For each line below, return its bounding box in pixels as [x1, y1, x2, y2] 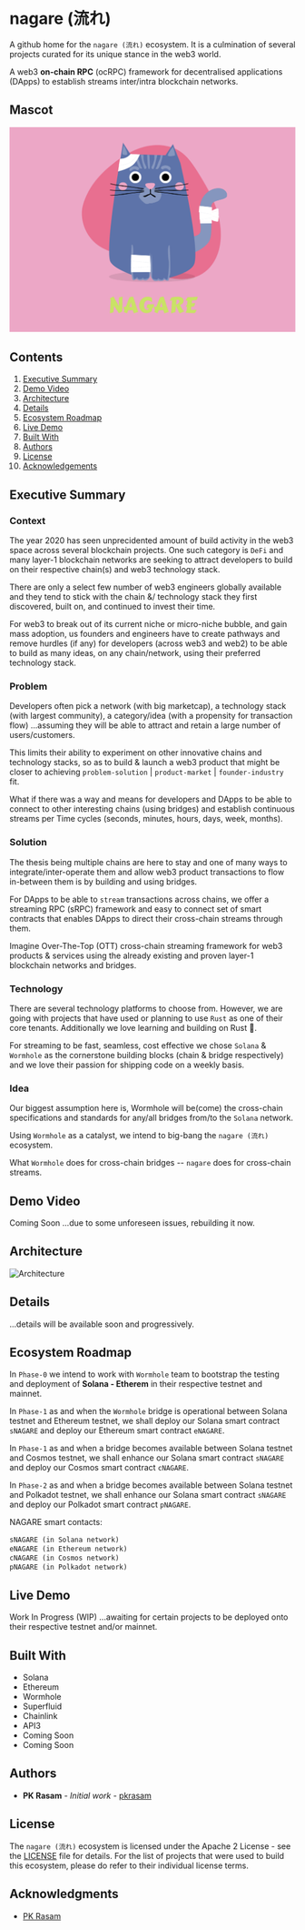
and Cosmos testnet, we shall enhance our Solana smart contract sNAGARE [9, 1452, 284, 1463]
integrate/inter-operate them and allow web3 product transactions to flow [9, 866, 284, 877]
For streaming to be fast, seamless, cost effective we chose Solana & [9, 1039, 267, 1051]
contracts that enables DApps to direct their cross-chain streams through [9, 913, 283, 924]
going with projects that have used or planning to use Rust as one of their [9, 1012, 283, 1024]
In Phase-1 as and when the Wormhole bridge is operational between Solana [9, 1406, 288, 1417]
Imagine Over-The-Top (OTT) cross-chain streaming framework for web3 [9, 940, 283, 951]
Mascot [9, 102, 54, 118]
